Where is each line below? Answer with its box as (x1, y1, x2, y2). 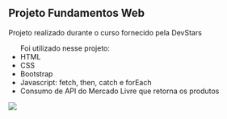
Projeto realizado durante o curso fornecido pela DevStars (8, 27, 202, 37)
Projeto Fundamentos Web (8, 6, 145, 20)
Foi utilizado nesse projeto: (19, 43, 111, 53)
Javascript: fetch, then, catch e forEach (19, 77, 152, 87)
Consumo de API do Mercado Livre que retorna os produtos (19, 86, 220, 96)
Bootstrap (19, 68, 53, 79)
